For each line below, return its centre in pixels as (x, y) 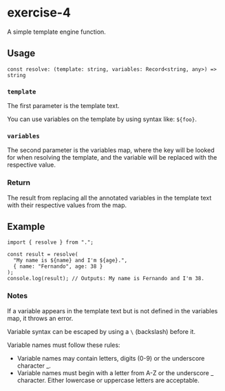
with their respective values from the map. (67, 205)
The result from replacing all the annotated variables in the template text (109, 198)
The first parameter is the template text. (63, 106)
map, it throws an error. (40, 318)
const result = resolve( (43, 255)
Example (26, 227)
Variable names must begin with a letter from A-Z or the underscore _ (115, 372)
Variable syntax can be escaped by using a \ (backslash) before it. (101, 331)
